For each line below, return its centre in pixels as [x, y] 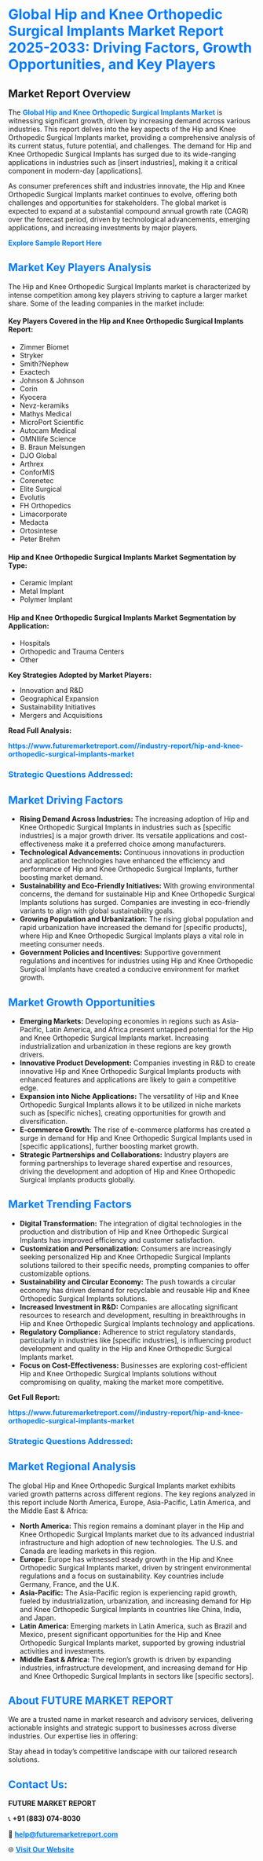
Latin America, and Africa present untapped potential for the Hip [150, 1029]
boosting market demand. [61, 877]
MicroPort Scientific [51, 423]
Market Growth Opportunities [82, 1002]
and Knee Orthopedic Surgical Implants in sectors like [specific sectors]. [137, 1676]
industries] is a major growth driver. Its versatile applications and [124, 836]
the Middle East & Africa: [48, 1511]
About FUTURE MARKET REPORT [91, 1700]
